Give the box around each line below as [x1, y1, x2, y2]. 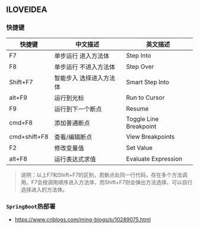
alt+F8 [9, 155, 28, 163]
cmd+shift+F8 [9, 132, 49, 140]
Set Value [126, 143, 153, 152]
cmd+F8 [9, 118, 33, 126]
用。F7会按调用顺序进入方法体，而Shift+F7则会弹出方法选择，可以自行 [20, 178, 193, 185]
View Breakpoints [126, 132, 175, 140]
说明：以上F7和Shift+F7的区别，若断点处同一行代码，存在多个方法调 [20, 171, 188, 178]
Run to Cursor [126, 93, 165, 102]
